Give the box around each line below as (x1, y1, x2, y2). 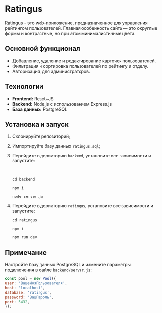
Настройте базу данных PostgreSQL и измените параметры (5, 262, 131, 268)
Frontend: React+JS (12, 95, 54, 102)
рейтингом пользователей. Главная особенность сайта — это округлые (5, 25, 157, 31)
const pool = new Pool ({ (5, 276, 56, 281)
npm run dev (12, 235, 37, 240)
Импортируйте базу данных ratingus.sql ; (12, 143, 100, 149)
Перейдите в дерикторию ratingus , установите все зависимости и (12, 203, 153, 209)
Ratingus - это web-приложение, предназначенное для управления (5, 20, 148, 26)
